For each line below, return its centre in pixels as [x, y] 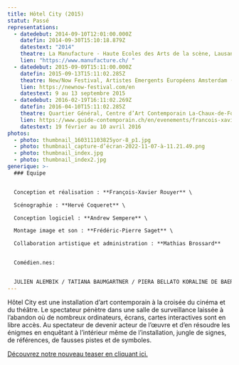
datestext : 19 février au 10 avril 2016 [81, 127]
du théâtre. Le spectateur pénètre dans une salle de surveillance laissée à [116, 309]
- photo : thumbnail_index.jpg [58, 153]
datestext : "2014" [47, 47]
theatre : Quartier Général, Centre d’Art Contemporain [103, 113]
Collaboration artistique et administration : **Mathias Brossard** [117, 244]
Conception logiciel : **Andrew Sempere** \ [81, 218]
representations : [33, 27]
